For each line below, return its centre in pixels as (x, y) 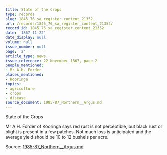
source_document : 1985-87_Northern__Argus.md (53, 103)
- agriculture (20, 89)
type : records (20, 14)
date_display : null (26, 38)
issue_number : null (26, 47)
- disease (16, 98)
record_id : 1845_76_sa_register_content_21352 (55, 28)
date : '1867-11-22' (26, 33)
